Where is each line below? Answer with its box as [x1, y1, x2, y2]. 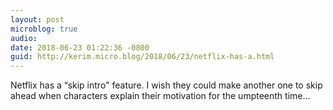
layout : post [10, 14, 65, 25]
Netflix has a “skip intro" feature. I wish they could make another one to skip [10, 79, 323, 91]
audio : [10, 33, 38, 43]
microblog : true [10, 24, 78, 34]
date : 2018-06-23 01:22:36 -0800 [10, 42, 150, 53]
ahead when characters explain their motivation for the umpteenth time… [10, 90, 311, 102]
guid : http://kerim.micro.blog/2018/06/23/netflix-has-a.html [10, 52, 275, 62]
